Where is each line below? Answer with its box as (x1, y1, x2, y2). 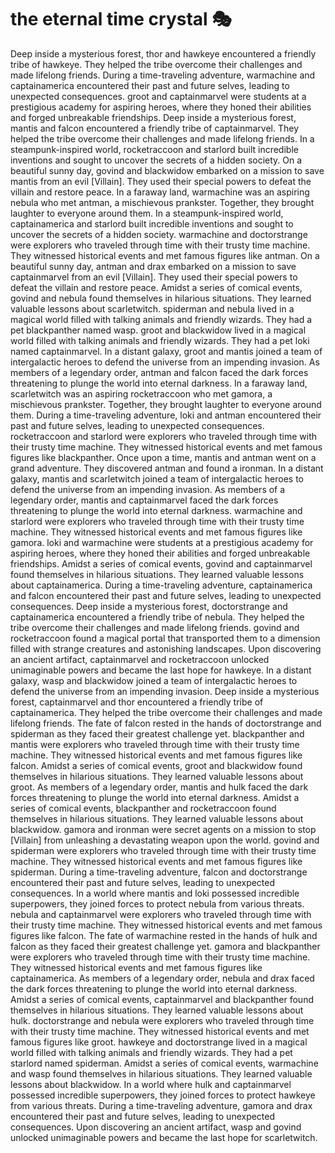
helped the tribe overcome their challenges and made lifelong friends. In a (10, 132, 315, 145)
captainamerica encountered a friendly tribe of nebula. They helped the (10, 611, 305, 623)
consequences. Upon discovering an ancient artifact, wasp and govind (10, 1121, 302, 1133)
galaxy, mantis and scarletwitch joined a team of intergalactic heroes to (10, 472, 304, 485)
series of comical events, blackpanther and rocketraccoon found (10, 802, 277, 814)
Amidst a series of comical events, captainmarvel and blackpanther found (10, 993, 314, 1005)
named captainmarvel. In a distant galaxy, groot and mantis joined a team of (10, 345, 323, 357)
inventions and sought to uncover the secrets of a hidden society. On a (10, 154, 303, 166)
